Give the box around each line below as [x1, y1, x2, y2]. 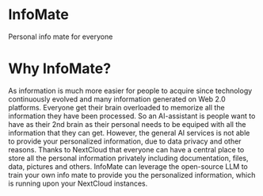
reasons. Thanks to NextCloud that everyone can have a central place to [8, 144, 245, 154]
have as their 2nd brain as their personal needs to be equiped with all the [8, 119, 246, 129]
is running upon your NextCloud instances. [8, 179, 148, 188]
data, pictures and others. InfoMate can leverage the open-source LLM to [8, 161, 248, 171]
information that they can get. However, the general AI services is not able [8, 128, 250, 137]
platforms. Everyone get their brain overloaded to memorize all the [8, 102, 225, 112]
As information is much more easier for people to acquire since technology [8, 86, 253, 95]
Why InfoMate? [8, 60, 112, 78]
